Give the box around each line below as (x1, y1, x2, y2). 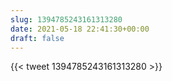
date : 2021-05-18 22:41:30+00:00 (10, 24, 150, 34)
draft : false (10, 33, 65, 43)
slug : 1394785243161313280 (10, 14, 123, 25)
